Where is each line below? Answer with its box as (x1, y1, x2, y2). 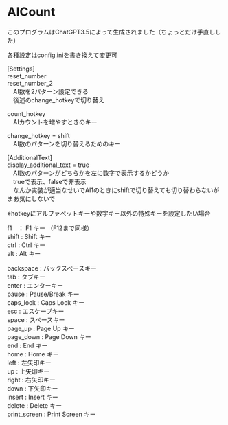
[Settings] (7, 65, 36, 73)
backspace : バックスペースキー (7, 264, 98, 272)
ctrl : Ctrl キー (7, 241, 46, 249)
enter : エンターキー (7, 281, 64, 289)
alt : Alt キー (7, 249, 41, 257)
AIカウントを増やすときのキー (12, 117, 98, 126)
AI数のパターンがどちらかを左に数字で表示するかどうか (12, 169, 170, 177)
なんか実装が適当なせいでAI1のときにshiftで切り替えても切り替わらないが (12, 186, 220, 194)
